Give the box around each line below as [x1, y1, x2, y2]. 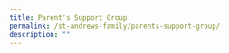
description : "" [9, 30, 71, 39]
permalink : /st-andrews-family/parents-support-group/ [9, 22, 221, 31]
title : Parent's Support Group [9, 13, 128, 22]
